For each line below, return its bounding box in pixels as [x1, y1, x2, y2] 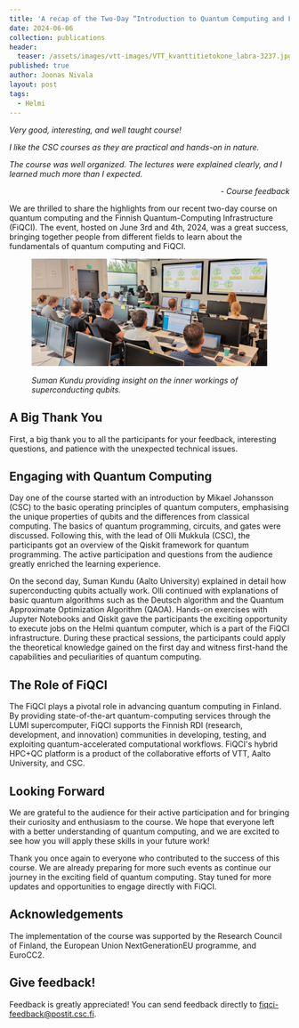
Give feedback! [9, 975, 96, 991]
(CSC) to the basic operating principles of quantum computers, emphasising [9, 502, 289, 513]
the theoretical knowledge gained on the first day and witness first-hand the [9, 642, 288, 653]
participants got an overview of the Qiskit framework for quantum [9, 539, 249, 551]
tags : [9, 89, 29, 98]
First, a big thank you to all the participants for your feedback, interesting [9, 433, 277, 444]
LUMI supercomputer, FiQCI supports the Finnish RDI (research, [9, 720, 243, 731]
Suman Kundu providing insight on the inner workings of [31, 375, 238, 385]
